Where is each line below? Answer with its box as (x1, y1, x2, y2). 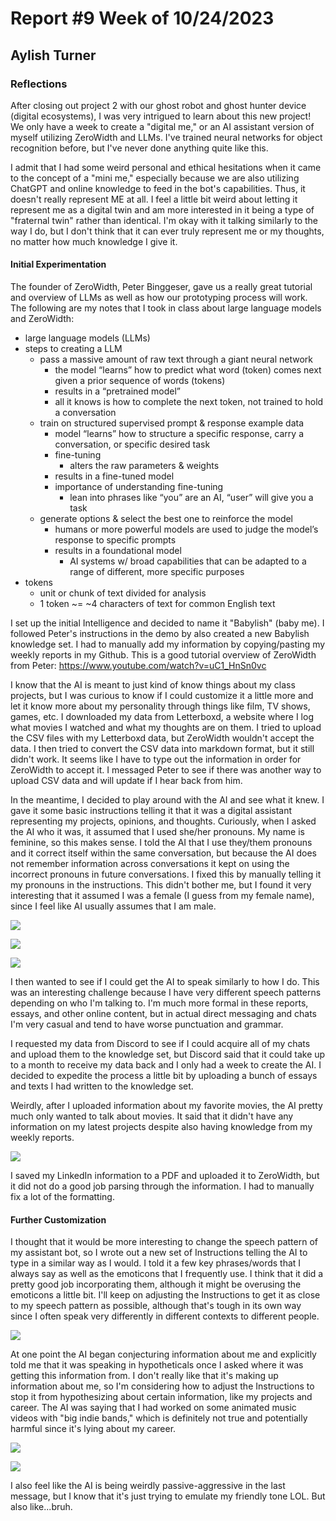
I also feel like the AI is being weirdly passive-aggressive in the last (10, 1480, 286, 1492)
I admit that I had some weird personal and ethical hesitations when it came (10, 161, 322, 173)
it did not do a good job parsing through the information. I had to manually (10, 1180, 315, 1192)
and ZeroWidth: (10, 313, 75, 325)
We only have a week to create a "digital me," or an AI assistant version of (10, 120, 315, 132)
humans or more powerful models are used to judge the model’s (54, 523, 319, 536)
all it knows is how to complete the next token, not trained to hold (54, 396, 324, 408)
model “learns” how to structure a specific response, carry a (54, 428, 304, 440)
